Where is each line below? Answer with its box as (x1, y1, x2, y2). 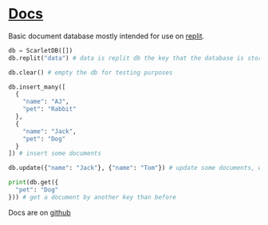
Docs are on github (8, 207, 72, 217)
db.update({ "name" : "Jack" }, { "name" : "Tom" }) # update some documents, (8, 164, 255, 172)
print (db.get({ (8, 179, 59, 187)
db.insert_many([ (8, 83, 66, 91)
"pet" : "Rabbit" (22, 105, 77, 113)
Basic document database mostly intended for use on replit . (8, 31, 205, 41)
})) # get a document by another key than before (8, 193, 177, 201)
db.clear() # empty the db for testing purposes (8, 69, 173, 77)
